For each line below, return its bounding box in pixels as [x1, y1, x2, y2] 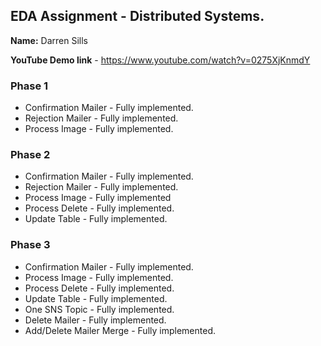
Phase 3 [10, 238, 51, 252]
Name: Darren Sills [10, 34, 88, 46]
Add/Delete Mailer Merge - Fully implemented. [24, 324, 216, 336]
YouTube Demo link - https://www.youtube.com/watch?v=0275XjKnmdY [10, 54, 311, 66]
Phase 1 [10, 79, 49, 93]
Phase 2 [10, 148, 51, 162]
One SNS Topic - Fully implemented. [24, 303, 175, 315]
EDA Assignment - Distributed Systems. [10, 8, 265, 25]
